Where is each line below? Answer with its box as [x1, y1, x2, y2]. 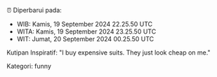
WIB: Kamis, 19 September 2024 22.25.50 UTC [16, 20, 153, 28]
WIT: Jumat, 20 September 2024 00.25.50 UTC [16, 35, 154, 43]
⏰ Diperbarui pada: [6, 6, 63, 14]
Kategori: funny [6, 62, 52, 70]
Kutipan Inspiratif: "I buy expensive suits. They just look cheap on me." [6, 48, 211, 57]
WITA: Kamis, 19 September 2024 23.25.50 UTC [16, 27, 157, 36]
